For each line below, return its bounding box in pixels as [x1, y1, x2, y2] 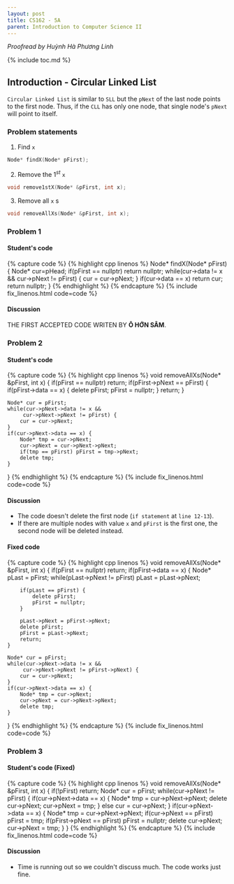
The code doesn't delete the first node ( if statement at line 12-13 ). [17, 512, 214, 520]
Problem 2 [7, 338, 43, 348]
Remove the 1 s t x [17, 169, 66, 179]
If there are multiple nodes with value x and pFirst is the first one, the [17, 519, 218, 528]
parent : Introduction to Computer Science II [7, 23, 142, 30]
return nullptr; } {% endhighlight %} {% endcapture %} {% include [7, 281, 198, 290]
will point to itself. [7, 110, 58, 118]
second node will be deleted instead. [17, 527, 124, 535]
